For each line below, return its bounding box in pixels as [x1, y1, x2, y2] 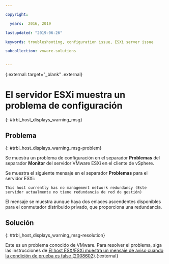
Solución [5, 219, 34, 227]
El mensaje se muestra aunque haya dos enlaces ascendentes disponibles [5, 199, 161, 205]
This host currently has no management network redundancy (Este [5, 185, 147, 190]
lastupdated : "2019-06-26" [5, 30, 63, 36]
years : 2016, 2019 [10, 21, 51, 26]
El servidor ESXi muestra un [5, 89, 126, 101]
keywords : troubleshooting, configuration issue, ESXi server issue [5, 39, 154, 45]
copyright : [5, 12, 29, 17]
